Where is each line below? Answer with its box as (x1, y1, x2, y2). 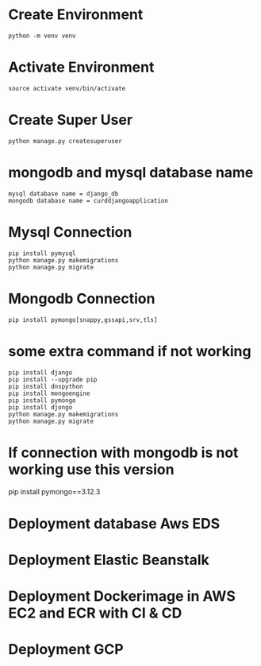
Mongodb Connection (8, 289, 155, 308)
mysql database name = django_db (8, 189, 119, 198)
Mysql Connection (8, 223, 132, 241)
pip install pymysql (8, 249, 77, 257)
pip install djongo (8, 403, 73, 411)
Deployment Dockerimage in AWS (8, 587, 236, 606)
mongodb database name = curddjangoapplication (8, 196, 169, 204)
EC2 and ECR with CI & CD (8, 604, 182, 622)
